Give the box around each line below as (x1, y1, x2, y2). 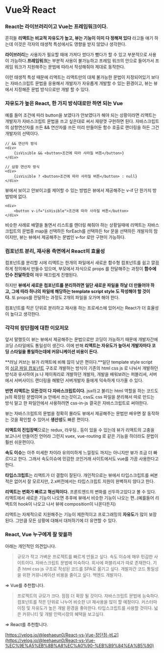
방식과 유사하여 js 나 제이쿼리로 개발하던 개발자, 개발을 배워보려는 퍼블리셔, (5, 372, 148, 377)
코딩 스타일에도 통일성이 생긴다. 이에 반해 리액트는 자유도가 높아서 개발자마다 (5, 343, 151, 349)
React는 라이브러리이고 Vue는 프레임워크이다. (5, 23, 108, 30)
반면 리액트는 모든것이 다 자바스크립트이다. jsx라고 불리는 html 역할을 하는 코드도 (5, 388, 159, 394)
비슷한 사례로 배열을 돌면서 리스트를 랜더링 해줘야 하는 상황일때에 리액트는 (5, 222, 146, 228)
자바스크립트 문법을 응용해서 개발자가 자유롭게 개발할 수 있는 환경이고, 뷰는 (10, 80, 153, 86)
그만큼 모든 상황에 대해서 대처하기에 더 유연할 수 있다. (15, 517, 117, 524)
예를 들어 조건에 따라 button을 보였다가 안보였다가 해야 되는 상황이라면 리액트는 (5, 112, 157, 118)
